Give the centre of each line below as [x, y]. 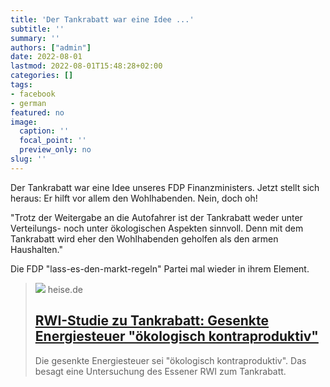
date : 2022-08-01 [46, 57]
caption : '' [44, 131]
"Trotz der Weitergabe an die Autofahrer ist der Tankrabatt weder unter [156, 217]
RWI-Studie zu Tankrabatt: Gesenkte [152, 321]
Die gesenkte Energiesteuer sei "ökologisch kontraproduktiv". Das [170, 360]
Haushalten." [36, 249]
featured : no [37, 112]
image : [24, 122]
